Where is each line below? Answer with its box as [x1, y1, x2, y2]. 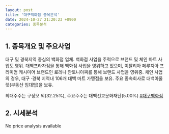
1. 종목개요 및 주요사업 [5, 42, 71, 50]
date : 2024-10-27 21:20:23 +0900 [5, 17, 76, 22]
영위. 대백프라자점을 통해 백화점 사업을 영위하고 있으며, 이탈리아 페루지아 [14, 63, 159, 69]
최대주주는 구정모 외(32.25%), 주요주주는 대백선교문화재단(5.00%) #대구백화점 [5, 93, 163, 99]
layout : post [5, 7, 33, 13]
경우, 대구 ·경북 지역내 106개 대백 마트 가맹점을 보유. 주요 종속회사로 [10, 75, 146, 82]
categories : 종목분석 [5, 21, 47, 27]
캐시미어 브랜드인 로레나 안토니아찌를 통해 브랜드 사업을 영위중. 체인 [18, 69, 154, 75]
